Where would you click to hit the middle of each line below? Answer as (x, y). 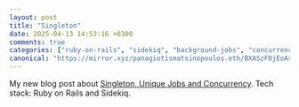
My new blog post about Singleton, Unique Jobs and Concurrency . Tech (141, 84)
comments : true (37, 42)
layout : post (33, 17)
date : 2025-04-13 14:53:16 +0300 (71, 34)
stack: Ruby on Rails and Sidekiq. (70, 93)
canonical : (29, 58)
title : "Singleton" (45, 26)
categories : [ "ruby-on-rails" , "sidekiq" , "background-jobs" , (127, 50)
